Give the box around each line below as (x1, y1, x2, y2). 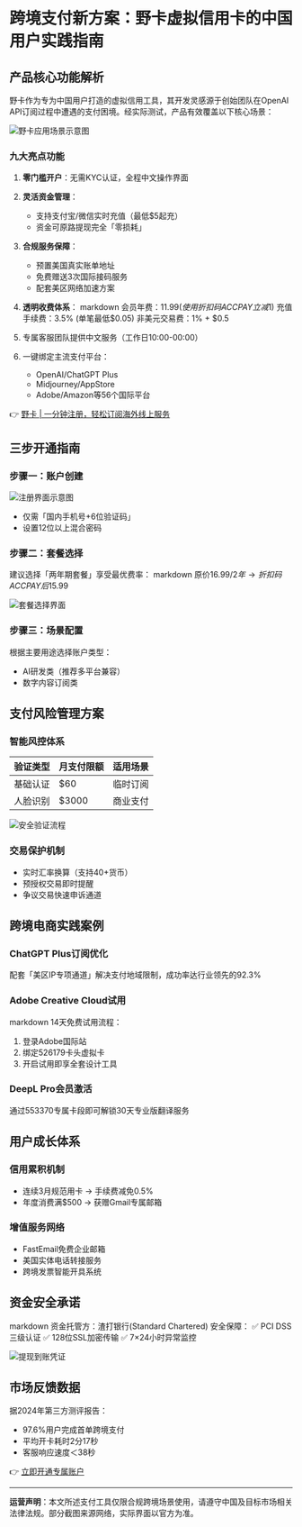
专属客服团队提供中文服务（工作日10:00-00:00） (22, 332, 203, 343)
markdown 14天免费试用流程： (9, 1016, 123, 1027)
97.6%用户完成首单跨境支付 (22, 1424, 125, 1435)
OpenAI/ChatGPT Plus (35, 369, 119, 380)
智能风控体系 (9, 735, 66, 748)
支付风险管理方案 (9, 705, 104, 721)
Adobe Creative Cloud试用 (9, 995, 127, 1007)
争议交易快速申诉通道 (22, 889, 102, 900)
